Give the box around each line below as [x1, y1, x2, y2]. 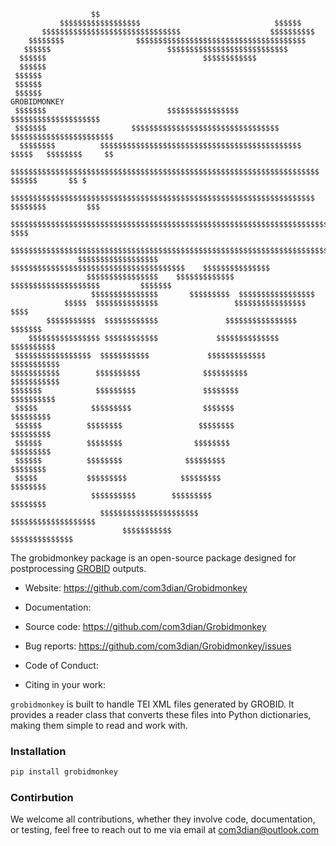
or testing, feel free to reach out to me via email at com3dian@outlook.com [10, 824, 319, 836]
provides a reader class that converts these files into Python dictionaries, [10, 709, 312, 720]
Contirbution [10, 791, 74, 805]
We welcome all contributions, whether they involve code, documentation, [10, 813, 316, 825]
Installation [10, 744, 67, 758]
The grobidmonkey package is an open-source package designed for [10, 552, 297, 564]
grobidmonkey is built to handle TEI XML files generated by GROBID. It [10, 698, 295, 710]
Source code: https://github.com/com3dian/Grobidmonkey [24, 621, 267, 632]
